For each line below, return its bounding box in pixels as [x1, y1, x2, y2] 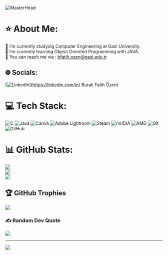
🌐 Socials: [5, 68, 38, 77]
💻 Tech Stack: [5, 100, 67, 111]
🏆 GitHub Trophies [5, 189, 66, 197]
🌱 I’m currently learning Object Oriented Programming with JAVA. [5, 48, 139, 55]
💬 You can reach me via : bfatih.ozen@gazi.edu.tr [5, 54, 107, 60]
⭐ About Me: [5, 23, 58, 35]
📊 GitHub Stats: [5, 144, 73, 155]
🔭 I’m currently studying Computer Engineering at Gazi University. [5, 43, 141, 49]
